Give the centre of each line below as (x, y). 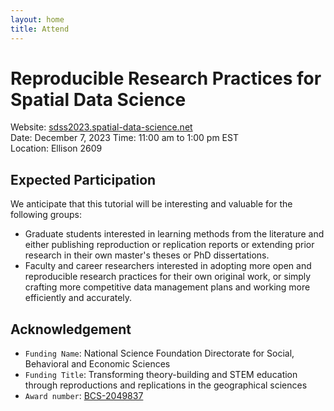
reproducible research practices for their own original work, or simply (168, 277)
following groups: (46, 215)
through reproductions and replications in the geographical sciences (166, 385)
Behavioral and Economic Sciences (97, 364)
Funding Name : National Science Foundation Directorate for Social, (159, 353)
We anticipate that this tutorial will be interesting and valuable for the (151, 204)
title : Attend (40, 29)
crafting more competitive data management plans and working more (167, 287)
